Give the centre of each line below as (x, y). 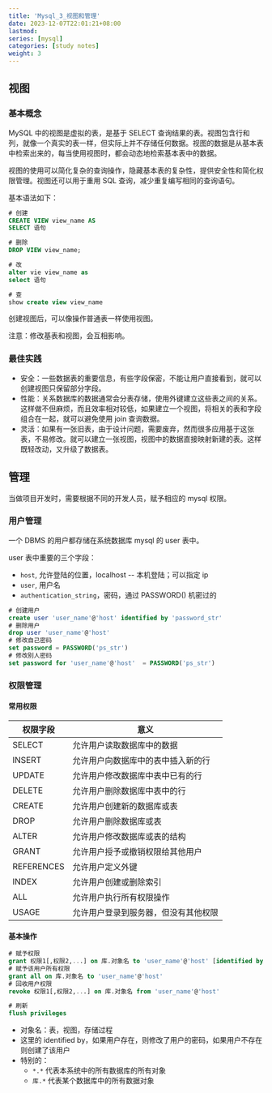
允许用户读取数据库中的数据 (125, 745)
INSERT (27, 760)
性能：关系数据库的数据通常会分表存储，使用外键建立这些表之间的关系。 (140, 398)
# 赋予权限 (24, 954)
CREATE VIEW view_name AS (52, 221)
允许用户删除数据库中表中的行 (129, 791)
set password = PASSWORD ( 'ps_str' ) (68, 648)
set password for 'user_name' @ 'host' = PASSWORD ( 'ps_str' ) (112, 663)
